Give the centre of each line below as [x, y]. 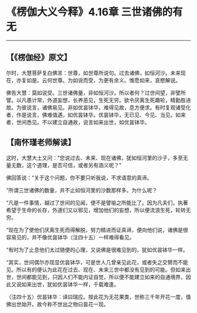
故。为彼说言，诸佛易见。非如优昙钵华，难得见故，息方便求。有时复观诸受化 [98, 107]
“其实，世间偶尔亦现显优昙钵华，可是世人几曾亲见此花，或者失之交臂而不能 [97, 262]
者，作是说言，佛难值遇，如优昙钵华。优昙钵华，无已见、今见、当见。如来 [96, 115]
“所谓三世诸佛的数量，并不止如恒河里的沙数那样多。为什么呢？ [82, 190]
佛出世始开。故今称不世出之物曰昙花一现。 [57, 304]
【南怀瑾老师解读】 [41, 143]
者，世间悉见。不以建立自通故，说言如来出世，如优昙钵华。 [78, 122]
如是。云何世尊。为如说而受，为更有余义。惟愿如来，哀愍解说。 [103, 80]
